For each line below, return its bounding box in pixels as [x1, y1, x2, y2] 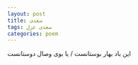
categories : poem [7, 30, 59, 37]
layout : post [7, 10, 46, 18]
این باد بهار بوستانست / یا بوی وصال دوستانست [7, 49, 131, 58]
